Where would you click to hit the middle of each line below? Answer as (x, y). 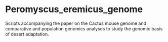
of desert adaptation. (27, 34)
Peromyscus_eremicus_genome (74, 9)
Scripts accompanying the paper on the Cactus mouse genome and (76, 23)
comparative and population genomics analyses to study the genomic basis (84, 28)
